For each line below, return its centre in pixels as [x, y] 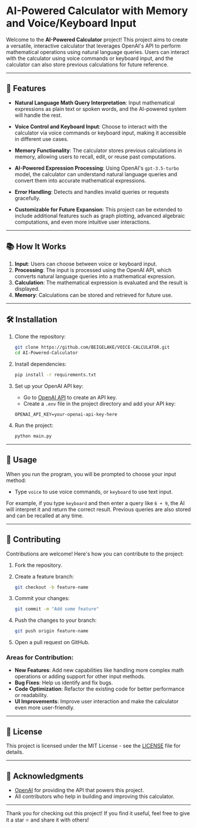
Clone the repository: [40, 336]
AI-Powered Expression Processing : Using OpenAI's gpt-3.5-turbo [97, 168]
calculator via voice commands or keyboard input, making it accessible [100, 133]
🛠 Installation [32, 319]
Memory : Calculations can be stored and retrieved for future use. [94, 295]
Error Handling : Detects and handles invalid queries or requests [92, 191]
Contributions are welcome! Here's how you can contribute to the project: [95, 554]
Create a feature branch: [44, 576]
